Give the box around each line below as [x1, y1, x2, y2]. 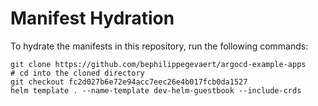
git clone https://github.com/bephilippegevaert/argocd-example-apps [10, 59, 307, 69]
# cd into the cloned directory [10, 68, 145, 78]
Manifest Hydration [10, 7, 175, 30]
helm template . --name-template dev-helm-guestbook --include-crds [10, 85, 302, 96]
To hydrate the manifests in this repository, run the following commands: [10, 40, 309, 52]
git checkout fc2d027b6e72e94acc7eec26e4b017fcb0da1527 [10, 77, 248, 87]
